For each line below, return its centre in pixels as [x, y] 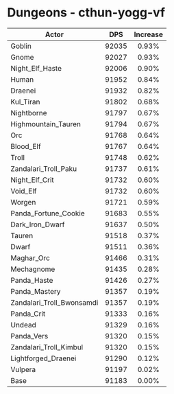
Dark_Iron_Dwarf [38, 224]
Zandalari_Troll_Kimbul [47, 347]
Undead [23, 325]
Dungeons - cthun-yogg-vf [86, 13]
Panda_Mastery [36, 291]
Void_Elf [24, 191]
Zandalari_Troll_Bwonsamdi [54, 302]
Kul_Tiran [25, 102]
